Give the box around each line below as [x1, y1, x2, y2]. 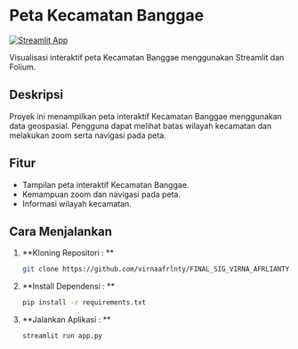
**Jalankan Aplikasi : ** [21, 314, 111, 325]
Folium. [9, 61, 36, 72]
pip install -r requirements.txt [21, 298, 147, 307]
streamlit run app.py [21, 331, 102, 341]
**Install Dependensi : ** [21, 281, 116, 292]
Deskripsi [9, 87, 64, 102]
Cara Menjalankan [9, 223, 113, 239]
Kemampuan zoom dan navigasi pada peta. [21, 189, 181, 199]
